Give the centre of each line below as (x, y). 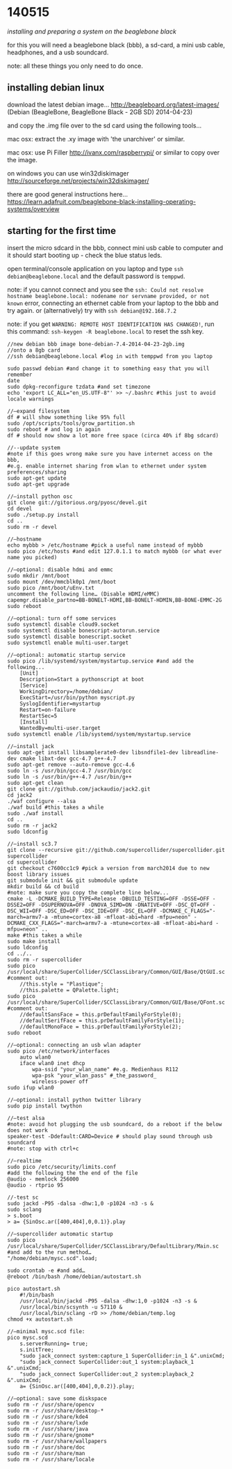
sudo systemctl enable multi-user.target (68, 643)
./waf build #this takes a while (56, 807)
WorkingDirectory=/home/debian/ (66, 691)
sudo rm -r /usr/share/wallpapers (57, 1441)
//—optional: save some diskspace (57, 1398)
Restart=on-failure (48, 710)
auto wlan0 (35, 1057)
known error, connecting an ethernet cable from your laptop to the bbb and (113, 303)
